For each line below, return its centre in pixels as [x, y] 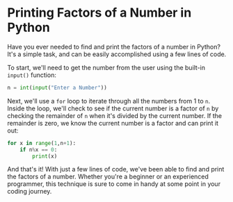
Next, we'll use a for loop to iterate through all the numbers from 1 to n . [109, 101]
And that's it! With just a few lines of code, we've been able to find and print [116, 169]
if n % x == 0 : [39, 150]
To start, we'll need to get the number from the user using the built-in [106, 67]
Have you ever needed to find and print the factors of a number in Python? [114, 47]
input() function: [32, 75]
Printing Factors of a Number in [99, 13]
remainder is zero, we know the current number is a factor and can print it [113, 123]
